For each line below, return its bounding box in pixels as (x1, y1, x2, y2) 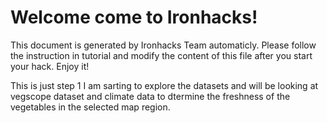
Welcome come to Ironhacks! (10, 6, 258, 29)
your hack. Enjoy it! (10, 60, 90, 72)
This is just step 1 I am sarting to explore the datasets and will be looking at (10, 79, 319, 91)
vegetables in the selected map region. (10, 101, 171, 113)
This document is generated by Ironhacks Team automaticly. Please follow (10, 39, 317, 51)
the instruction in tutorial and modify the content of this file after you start (10, 49, 313, 61)
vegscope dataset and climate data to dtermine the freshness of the (10, 90, 291, 102)
